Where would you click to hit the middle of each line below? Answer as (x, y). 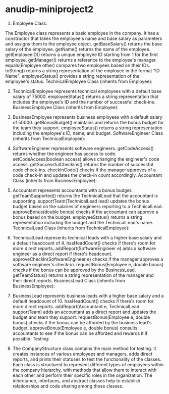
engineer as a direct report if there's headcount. (62, 254)
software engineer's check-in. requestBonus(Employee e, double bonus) (88, 264)
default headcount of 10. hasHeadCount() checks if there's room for (83, 301)
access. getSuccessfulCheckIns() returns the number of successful (83, 164)
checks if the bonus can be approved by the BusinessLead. (74, 270)
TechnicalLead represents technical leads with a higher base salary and (87, 237)
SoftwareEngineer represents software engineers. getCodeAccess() (83, 148)
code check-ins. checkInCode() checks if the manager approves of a (84, 170)
